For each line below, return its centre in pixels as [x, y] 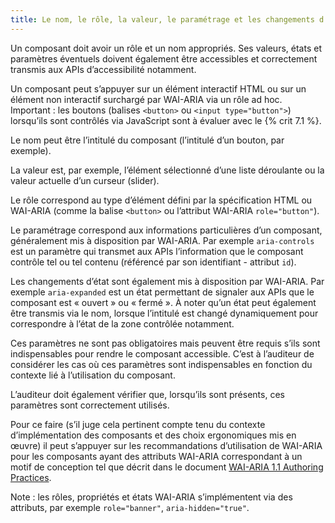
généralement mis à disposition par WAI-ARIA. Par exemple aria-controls [162, 240]
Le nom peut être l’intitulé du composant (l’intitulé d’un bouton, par [147, 140]
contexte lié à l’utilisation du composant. [93, 375]
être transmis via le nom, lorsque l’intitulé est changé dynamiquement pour [164, 313]
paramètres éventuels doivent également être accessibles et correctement [164, 58]
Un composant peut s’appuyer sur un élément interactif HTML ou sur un [158, 88]
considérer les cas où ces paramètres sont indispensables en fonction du [161, 364]
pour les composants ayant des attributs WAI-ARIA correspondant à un [156, 456]
